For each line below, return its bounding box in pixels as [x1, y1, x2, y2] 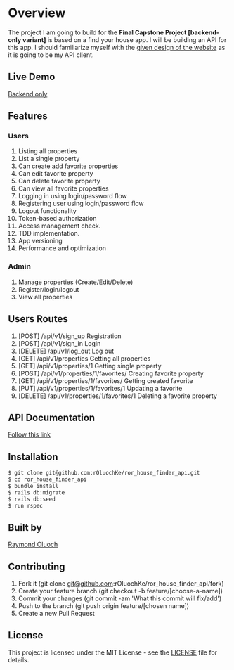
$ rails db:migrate [8, 489, 65, 496]
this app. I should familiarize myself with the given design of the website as [8, 43, 226, 51]
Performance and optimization [18, 244, 106, 252]
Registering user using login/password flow [18, 199, 144, 208]
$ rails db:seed [8, 496, 56, 503]
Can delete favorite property [18, 177, 100, 186]
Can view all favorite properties [18, 184, 109, 193]
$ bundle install [8, 482, 59, 489]
